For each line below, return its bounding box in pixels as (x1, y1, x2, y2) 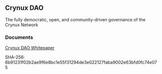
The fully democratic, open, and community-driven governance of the (5, 16, 145, 22)
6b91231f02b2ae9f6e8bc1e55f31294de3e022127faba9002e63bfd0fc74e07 (5, 59, 157, 65)
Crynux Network (5, 22, 38, 28)
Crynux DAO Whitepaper (5, 45, 55, 51)
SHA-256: (5, 54, 25, 60)
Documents (5, 34, 33, 41)
